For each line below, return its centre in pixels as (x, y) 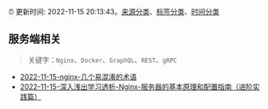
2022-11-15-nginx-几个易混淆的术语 (78, 76)
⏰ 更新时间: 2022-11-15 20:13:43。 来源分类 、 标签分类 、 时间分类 (114, 12)
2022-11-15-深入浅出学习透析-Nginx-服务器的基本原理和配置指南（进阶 (136, 87)
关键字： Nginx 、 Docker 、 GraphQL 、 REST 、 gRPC (102, 60)
